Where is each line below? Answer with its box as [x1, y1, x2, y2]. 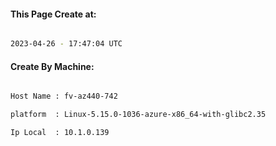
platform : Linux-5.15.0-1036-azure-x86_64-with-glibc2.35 [10, 110, 267, 120]
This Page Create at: [10, 8, 97, 20]
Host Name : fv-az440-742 [10, 91, 118, 102]
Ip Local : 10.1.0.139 [10, 128, 110, 138]
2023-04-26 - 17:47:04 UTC [10, 39, 123, 49]
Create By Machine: [10, 60, 95, 72]
